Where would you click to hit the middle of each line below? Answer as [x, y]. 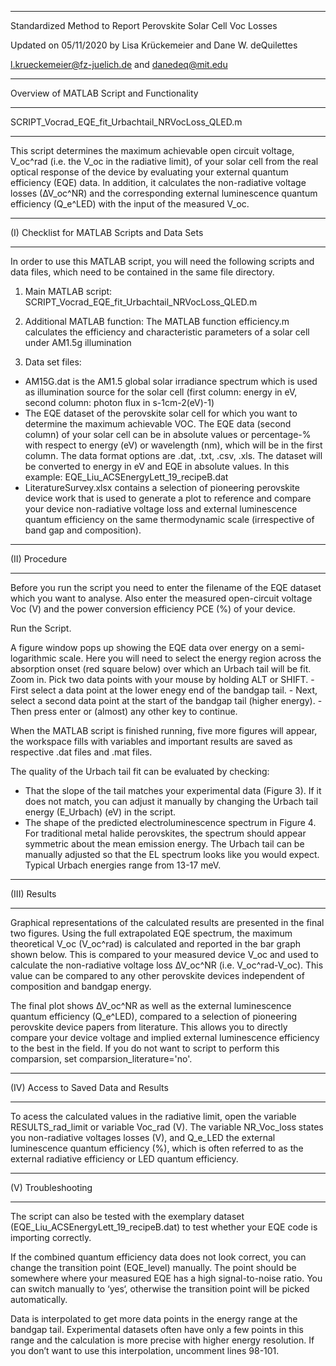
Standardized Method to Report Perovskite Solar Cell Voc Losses [144, 25]
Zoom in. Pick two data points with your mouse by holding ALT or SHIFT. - [162, 679]
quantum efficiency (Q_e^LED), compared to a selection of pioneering [153, 1016]
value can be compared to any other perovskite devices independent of [157, 975]
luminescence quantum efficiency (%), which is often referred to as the [157, 1148]
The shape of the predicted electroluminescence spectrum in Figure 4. [170, 822]
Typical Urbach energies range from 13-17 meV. [123, 865]
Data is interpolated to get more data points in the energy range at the [154, 1319]
